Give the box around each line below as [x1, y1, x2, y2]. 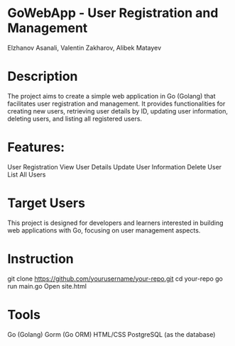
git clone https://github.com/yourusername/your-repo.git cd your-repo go [7, 274, 224, 283]
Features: [7, 140, 65, 155]
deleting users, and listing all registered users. [7, 114, 143, 123]
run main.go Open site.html [7, 281, 87, 290]
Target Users [7, 195, 85, 211]
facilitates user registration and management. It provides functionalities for [7, 99, 226, 108]
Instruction [7, 250, 74, 267]
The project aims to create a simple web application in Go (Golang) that [7, 91, 216, 100]
